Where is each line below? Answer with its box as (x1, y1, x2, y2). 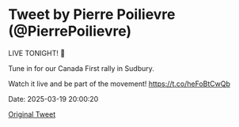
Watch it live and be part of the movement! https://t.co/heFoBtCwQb (8, 79, 231, 88)
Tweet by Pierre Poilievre (8, 6, 176, 24)
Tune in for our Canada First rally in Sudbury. (8, 63, 154, 73)
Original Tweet (8, 109, 56, 119)
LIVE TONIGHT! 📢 (8, 48, 66, 58)
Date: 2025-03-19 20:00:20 (8, 94, 99, 103)
